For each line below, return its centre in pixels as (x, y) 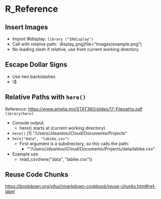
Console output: (28, 123)
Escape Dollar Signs (36, 65)
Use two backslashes (34, 76)
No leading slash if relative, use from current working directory (75, 49)
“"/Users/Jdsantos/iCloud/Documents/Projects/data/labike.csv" (91, 149)
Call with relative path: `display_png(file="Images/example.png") (77, 44)
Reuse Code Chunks (37, 175)
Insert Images (26, 27)
